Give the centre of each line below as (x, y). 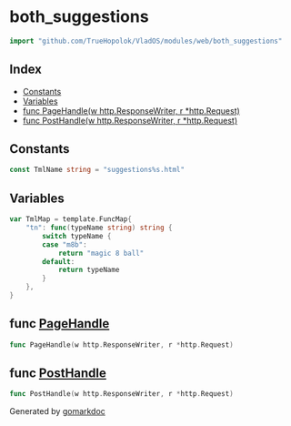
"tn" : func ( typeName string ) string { (99, 228)
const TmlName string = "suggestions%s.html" (97, 170)
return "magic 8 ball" (101, 253)
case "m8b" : (65, 244)
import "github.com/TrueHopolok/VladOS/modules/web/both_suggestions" (146, 41)
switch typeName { (77, 236)
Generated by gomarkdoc (58, 411)
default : (59, 261)
